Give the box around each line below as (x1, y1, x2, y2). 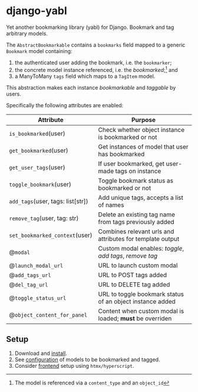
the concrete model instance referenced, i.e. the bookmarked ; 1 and (14, 65, 178, 73)
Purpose (131, 116, 156, 124)
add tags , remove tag (98, 252, 158, 260)
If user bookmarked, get (98, 159, 165, 167)
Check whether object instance (98, 126, 185, 134)
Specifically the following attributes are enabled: (6, 101, 124, 108)
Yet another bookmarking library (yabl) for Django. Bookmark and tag (6, 24, 174, 31)
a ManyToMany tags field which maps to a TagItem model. (14, 73, 156, 80)
